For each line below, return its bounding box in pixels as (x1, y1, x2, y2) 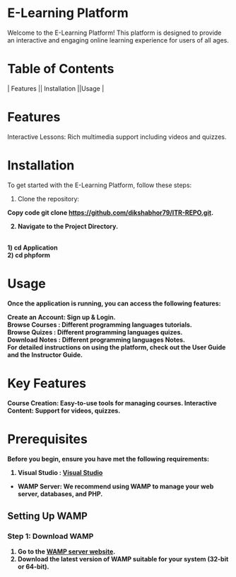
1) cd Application (7, 243, 58, 252)
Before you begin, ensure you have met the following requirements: (7, 454, 210, 463)
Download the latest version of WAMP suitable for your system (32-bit (17, 555, 229, 564)
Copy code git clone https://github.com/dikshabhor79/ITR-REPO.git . (7, 208, 214, 217)
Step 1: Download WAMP (7, 531, 94, 541)
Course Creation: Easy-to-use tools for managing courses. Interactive (7, 398, 217, 407)
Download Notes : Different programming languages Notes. (7, 335, 186, 344)
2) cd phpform (7, 250, 51, 259)
